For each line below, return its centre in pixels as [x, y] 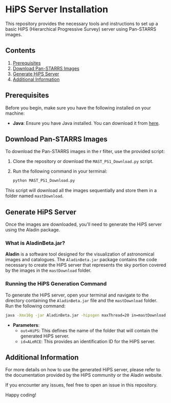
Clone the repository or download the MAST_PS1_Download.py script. [83, 161]
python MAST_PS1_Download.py [44, 181]
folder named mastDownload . [35, 196]
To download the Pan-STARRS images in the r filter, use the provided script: [85, 152]
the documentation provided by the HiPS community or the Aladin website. [84, 375]
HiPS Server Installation [57, 9]
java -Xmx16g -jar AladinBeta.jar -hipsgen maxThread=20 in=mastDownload [86, 315]
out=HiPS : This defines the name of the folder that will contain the [89, 330]
